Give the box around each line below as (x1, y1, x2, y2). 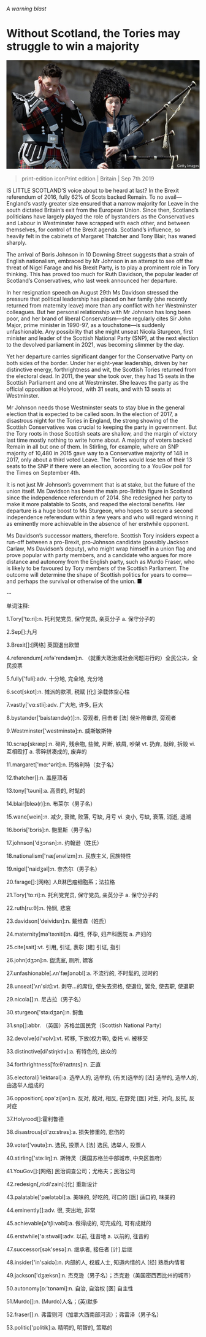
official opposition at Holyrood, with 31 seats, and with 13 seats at (6, 385, 172, 393)
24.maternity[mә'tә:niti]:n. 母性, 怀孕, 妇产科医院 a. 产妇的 (6, 930, 152, 938)
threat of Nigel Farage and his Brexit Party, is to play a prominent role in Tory (6, 264, 200, 271)
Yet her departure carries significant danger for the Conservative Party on (6, 353, 193, 360)
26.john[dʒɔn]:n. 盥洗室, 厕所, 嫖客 (6, 957, 94, 964)
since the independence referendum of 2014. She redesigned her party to (6, 494, 193, 501)
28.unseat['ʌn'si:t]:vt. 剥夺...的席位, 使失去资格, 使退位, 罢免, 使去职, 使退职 (6, 982, 194, 990)
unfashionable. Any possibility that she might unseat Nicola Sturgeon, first (6, 328, 194, 336)
